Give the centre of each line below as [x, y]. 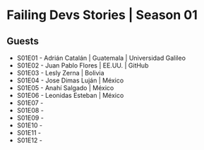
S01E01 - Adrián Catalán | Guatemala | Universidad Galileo [101, 58]
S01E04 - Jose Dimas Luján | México [70, 80]
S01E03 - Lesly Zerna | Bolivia [60, 73]
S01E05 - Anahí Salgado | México [65, 88]
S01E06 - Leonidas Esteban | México [70, 95]
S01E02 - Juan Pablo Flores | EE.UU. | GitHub [83, 65]
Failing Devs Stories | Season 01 [102, 15]
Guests [23, 41]
